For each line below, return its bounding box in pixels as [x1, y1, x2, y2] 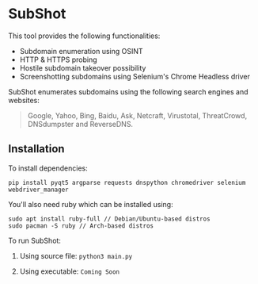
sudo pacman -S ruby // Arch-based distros [8, 221, 154, 230]
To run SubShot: [8, 236, 62, 245]
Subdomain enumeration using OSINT [19, 46, 144, 56]
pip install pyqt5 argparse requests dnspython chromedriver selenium [8, 178, 246, 186]
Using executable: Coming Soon [19, 267, 120, 276]
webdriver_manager [8, 186, 69, 194]
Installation [8, 142, 65, 155]
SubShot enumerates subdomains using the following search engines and [8, 86, 249, 96]
